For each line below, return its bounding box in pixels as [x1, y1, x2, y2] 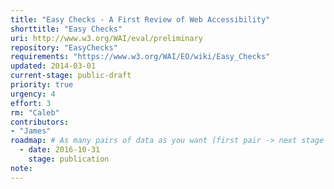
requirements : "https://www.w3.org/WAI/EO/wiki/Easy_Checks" [10, 52, 271, 62]
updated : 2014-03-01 [10, 61, 97, 71]
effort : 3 [10, 98, 52, 108]
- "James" [10, 126, 52, 136]
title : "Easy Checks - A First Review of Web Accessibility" [10, 14, 271, 25]
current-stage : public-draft [10, 71, 132, 81]
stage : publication [28, 154, 110, 164]
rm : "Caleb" [10, 107, 60, 118]
